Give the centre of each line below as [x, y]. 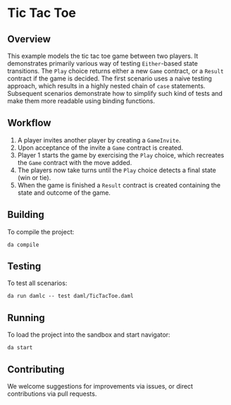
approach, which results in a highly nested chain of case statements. [106, 86]
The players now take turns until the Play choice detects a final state [117, 170]
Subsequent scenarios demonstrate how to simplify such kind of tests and [115, 93]
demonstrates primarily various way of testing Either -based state [103, 64]
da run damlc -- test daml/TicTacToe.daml [70, 296]
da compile [23, 245]
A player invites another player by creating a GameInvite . [99, 140]
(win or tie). [34, 177]
